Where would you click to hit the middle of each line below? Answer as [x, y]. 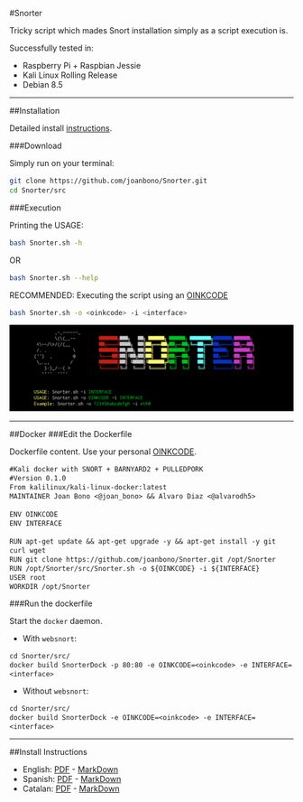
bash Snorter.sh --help [54, 278]
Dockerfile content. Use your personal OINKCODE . [103, 452]
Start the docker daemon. [56, 621]
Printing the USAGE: [46, 225]
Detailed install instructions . [61, 128]
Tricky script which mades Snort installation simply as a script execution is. [149, 30]
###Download [36, 145]
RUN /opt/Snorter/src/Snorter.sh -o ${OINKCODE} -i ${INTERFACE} [134, 569]
